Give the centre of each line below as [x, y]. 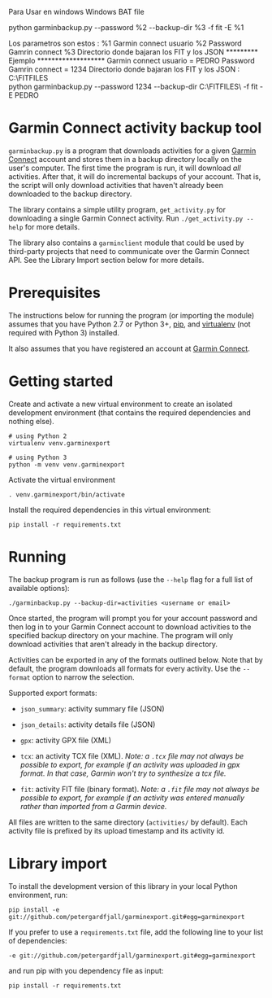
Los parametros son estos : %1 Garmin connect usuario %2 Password [125, 43]
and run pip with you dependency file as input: [86, 970]
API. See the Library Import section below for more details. [106, 260]
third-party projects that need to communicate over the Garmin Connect [129, 251]
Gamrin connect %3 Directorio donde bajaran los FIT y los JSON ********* [133, 52]
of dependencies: [38, 940]
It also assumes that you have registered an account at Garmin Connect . [129, 348]
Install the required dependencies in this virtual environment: [110, 510]
